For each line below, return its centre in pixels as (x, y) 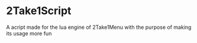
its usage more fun (29, 33)
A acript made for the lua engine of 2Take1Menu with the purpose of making (99, 27)
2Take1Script (39, 11)
